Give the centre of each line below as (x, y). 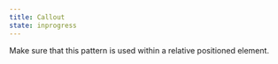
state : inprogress (43, 25)
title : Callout (37, 17)
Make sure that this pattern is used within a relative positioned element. (139, 50)
